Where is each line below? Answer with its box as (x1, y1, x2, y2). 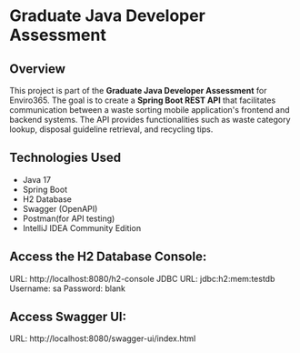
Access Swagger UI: (9, 309, 127, 325)
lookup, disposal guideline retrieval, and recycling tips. (9, 124, 214, 135)
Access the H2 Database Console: (9, 249, 207, 265)
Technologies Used (9, 150, 121, 166)
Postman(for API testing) (22, 213, 115, 224)
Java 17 (22, 174, 52, 185)
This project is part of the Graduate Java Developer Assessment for (9, 86, 267, 96)
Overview (9, 61, 66, 76)
